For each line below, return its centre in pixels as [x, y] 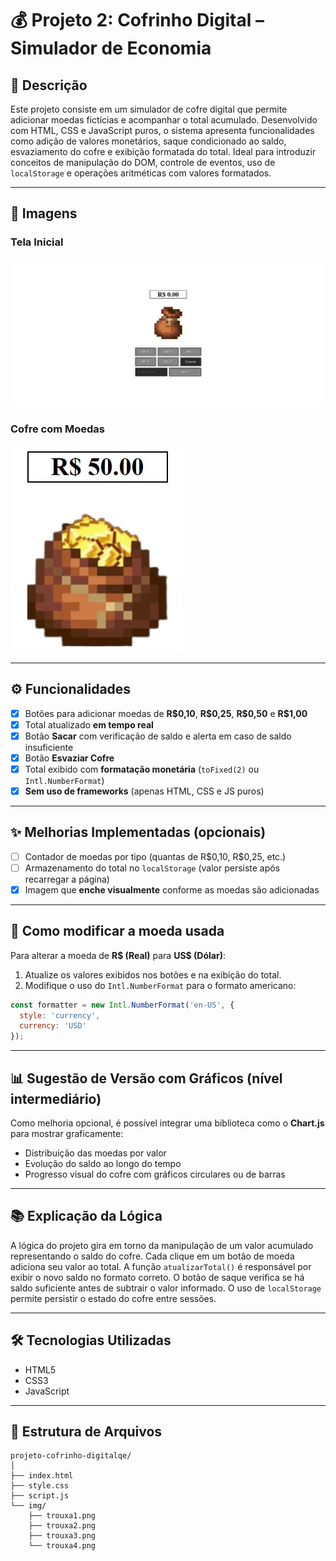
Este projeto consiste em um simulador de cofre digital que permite [149, 109]
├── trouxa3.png [62, 1536]
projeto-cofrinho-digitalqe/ [71, 1456]
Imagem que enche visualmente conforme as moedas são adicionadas [172, 889]
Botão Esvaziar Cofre [69, 758]
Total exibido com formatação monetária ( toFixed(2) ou [142, 769]
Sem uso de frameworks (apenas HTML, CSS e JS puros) [144, 791]
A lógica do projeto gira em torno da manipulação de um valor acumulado [162, 1245]
